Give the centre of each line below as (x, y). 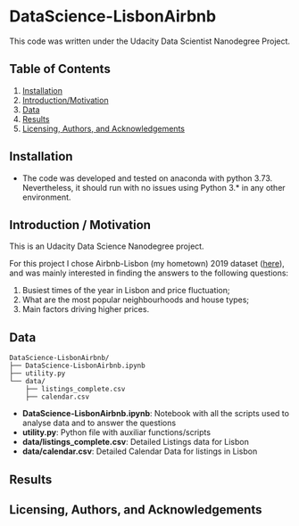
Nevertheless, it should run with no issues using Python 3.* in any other (154, 187)
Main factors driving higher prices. (86, 309)
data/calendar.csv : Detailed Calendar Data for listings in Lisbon (140, 451)
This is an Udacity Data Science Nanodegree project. (107, 246)
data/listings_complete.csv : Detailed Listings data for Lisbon (136, 442)
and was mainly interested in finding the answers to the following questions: (149, 273)
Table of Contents (60, 69)
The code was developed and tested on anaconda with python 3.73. (147, 178)
